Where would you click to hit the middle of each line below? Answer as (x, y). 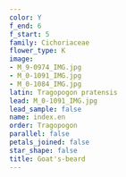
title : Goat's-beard (48, 159)
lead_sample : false (46, 109)
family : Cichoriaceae (50, 42)
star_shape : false (43, 150)
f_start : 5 (29, 34)
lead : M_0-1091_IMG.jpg (54, 101)
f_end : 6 (25, 26)
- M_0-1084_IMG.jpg (46, 84)
